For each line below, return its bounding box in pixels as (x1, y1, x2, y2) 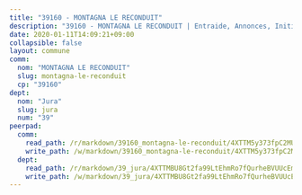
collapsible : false (9, 38, 83, 48)
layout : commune (9, 47, 70, 56)
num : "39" (17, 113, 54, 122)
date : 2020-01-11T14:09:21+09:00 (9, 30, 135, 39)
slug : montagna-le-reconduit (17, 72, 127, 81)
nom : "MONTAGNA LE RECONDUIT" (17, 64, 130, 73)
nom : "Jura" (17, 96, 63, 106)
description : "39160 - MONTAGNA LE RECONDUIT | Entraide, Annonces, (9, 22, 271, 31)
